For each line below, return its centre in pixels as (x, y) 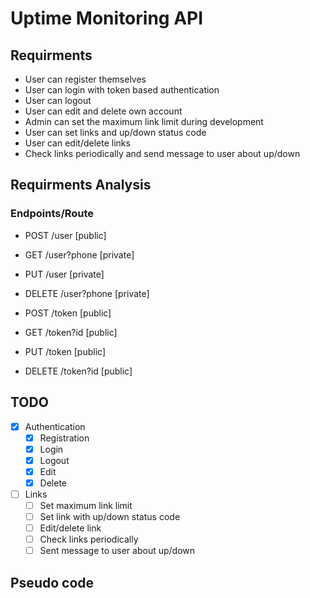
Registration (64, 438)
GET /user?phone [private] (79, 254)
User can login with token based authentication (122, 90)
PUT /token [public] (65, 351)
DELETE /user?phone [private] (87, 293)
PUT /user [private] (64, 274)
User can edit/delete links (77, 143)
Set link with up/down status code (110, 516)
